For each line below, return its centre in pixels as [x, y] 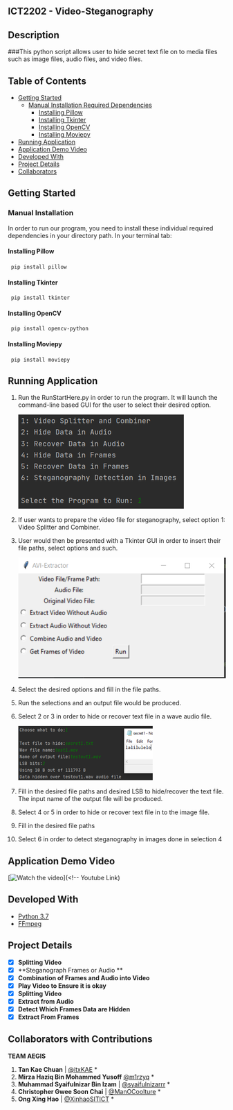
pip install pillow [39, 267]
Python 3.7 [33, 916]
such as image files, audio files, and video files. [75, 59]
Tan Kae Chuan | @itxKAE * [57, 1069]
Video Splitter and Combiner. [59, 528]
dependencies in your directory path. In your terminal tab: [90, 235]
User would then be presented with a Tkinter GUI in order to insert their [119, 541]
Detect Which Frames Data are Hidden [74, 1009]
